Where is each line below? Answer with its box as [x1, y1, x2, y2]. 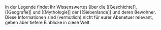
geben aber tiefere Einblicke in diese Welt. [5, 19, 91, 25]
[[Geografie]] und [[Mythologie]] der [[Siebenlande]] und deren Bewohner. [5, 9, 156, 15]
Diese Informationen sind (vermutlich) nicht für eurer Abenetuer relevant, [5, 15, 154, 20]
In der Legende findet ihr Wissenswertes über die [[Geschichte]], [5, 4, 137, 10]
